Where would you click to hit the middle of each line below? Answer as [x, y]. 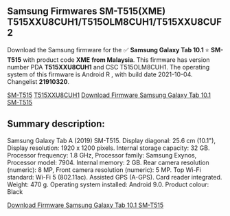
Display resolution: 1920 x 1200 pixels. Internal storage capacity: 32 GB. [108, 148]
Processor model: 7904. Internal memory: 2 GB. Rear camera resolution [108, 162]
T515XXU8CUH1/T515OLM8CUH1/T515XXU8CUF [114, 22]
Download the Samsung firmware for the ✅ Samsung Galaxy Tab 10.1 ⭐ [108, 50]
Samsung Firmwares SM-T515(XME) [87, 11]
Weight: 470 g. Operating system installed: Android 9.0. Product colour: [108, 184]
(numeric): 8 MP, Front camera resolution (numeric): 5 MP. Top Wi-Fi [104, 170]
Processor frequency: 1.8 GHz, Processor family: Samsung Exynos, [102, 155]
